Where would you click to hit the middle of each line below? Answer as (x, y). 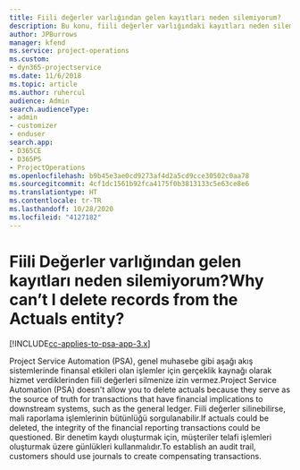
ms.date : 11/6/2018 (46, 76)
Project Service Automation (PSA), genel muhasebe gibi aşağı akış (131, 361)
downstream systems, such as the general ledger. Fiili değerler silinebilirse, (147, 408)
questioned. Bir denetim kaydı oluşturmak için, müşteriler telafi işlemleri (141, 437)
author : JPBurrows (43, 34)
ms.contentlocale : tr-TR (55, 201)
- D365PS (25, 159)
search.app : (31, 142)
